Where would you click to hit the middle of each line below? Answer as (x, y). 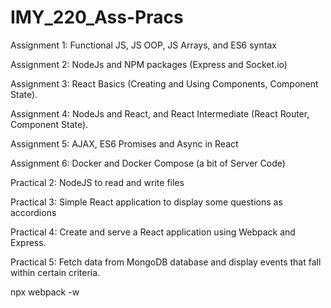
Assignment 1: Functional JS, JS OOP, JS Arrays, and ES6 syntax (143, 45)
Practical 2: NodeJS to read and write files (97, 182)
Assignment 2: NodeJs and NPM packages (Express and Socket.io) (149, 64)
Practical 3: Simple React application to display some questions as (146, 202)
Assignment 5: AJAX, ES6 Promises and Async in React (124, 143)
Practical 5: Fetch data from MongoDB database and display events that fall (166, 262)
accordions (33, 212)
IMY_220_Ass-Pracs (97, 17)
